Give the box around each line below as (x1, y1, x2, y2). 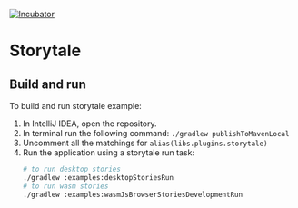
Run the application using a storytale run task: (22, 147, 195, 158)
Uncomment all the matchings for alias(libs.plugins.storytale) (22, 137, 268, 148)
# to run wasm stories (22, 182, 109, 191)
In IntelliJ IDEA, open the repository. (22, 118, 157, 129)
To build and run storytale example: (9, 101, 143, 111)
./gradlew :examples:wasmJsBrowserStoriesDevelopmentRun (22, 190, 243, 199)
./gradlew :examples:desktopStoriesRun (22, 173, 174, 182)
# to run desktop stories (22, 164, 121, 173)
